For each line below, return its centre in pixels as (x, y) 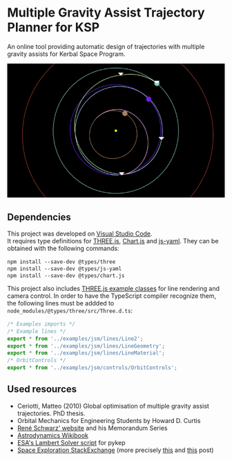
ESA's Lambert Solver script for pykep (71, 442)
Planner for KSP (54, 27)
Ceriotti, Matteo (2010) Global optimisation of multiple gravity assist (113, 406)
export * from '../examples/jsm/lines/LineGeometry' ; (86, 346)
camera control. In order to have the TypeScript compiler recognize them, (112, 296)
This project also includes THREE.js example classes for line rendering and (113, 288)
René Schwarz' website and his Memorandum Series (92, 428)
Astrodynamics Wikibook (52, 435)
